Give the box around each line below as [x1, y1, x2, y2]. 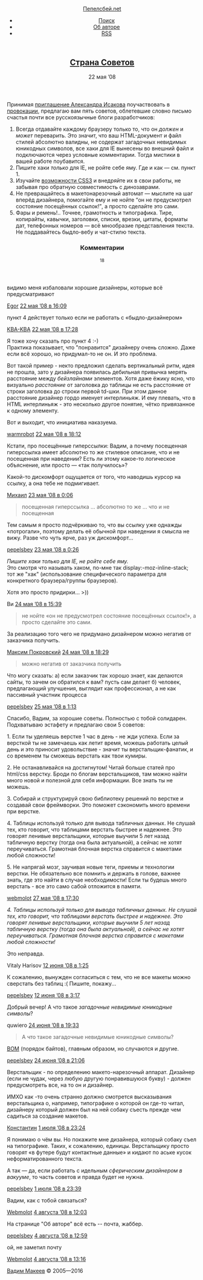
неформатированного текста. [7, 1155, 83, 1162]
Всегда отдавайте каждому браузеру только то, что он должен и [15, 125, 184, 133]
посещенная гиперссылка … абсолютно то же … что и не [21, 503, 170, 510]
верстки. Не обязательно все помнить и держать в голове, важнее [7, 869, 181, 877]
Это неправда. [7, 950, 45, 957]
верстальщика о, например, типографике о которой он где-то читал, [7, 1099, 185, 1107]
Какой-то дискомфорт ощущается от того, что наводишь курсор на [7, 473, 181, 480]
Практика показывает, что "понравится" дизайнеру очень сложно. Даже [7, 343, 196, 351]
